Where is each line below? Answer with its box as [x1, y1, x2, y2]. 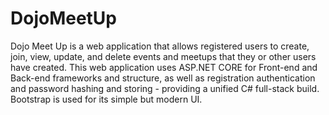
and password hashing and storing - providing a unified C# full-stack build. [10, 82, 320, 94]
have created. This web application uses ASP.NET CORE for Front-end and [10, 61, 318, 73]
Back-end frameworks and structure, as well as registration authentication [10, 72, 316, 84]
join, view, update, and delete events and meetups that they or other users [10, 50, 317, 62]
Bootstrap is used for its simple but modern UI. [10, 93, 203, 105]
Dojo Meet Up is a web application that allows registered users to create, [10, 40, 310, 52]
